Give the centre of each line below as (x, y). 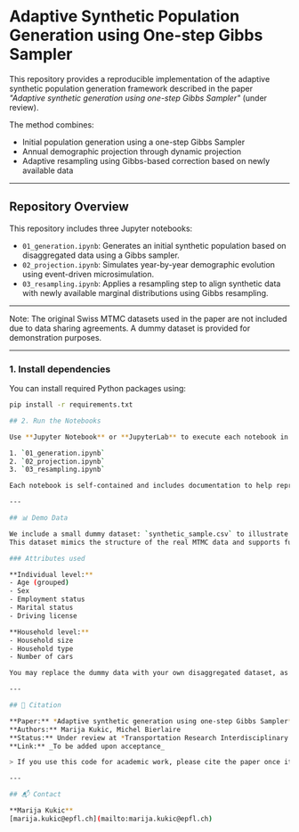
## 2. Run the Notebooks (55, 421)
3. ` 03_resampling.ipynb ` (57, 470)
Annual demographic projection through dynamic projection (132, 151)
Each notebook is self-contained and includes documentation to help (141, 486)
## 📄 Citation (36, 705)
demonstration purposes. (56, 337)
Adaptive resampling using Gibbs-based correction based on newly (146, 161)
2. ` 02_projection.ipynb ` (57, 461)
